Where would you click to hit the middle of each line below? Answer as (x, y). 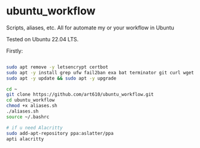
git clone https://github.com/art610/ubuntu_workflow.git (80, 95)
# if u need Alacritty (34, 128)
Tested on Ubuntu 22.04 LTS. (43, 39)
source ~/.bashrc (28, 117)
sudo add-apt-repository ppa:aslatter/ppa (60, 133)
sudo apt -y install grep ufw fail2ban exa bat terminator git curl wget (100, 73)
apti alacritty (25, 139)
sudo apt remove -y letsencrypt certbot (57, 67)
